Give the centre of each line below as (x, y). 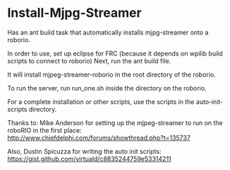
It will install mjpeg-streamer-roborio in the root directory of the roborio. (112, 74)
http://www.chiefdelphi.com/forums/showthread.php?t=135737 (99, 138)
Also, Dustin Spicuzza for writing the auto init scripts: (84, 151)
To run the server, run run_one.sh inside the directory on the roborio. (107, 88)
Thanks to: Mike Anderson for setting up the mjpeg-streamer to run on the (115, 123)
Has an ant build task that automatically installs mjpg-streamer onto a (108, 32)
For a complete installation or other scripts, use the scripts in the (101, 102)
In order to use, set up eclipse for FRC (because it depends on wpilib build (115, 53)
